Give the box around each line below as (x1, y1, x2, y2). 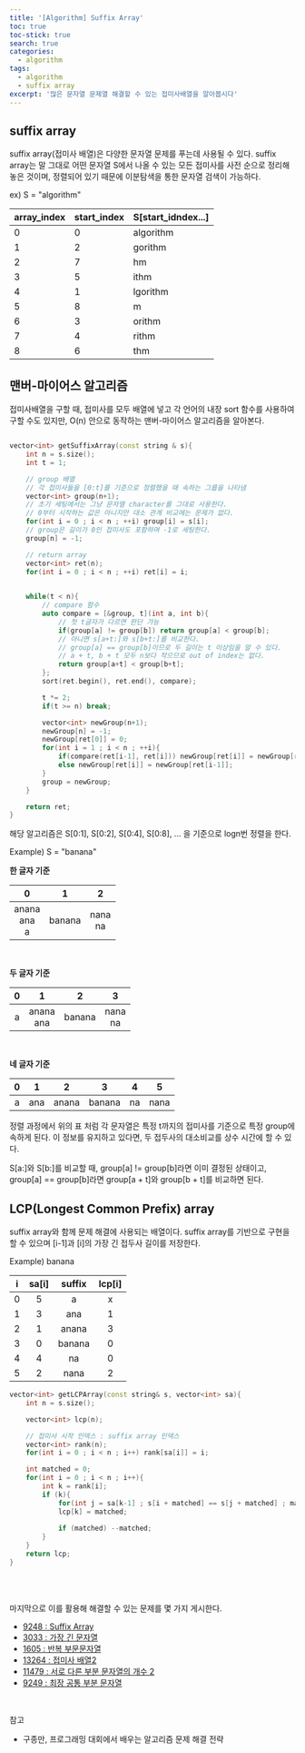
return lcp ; (25, 1549, 71, 1559)
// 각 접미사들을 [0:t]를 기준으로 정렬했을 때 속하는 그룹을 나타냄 (25, 483, 247, 492)
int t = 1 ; (25, 458, 67, 467)
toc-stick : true (9, 30, 71, 39)
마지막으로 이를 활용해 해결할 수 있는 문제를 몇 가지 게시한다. (9, 1603, 222, 1614)
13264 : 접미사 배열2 (22, 1654, 97, 1666)
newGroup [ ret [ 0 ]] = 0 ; (42, 735, 128, 745)
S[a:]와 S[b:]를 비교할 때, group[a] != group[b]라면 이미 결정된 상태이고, (9, 1162, 268, 1174)
